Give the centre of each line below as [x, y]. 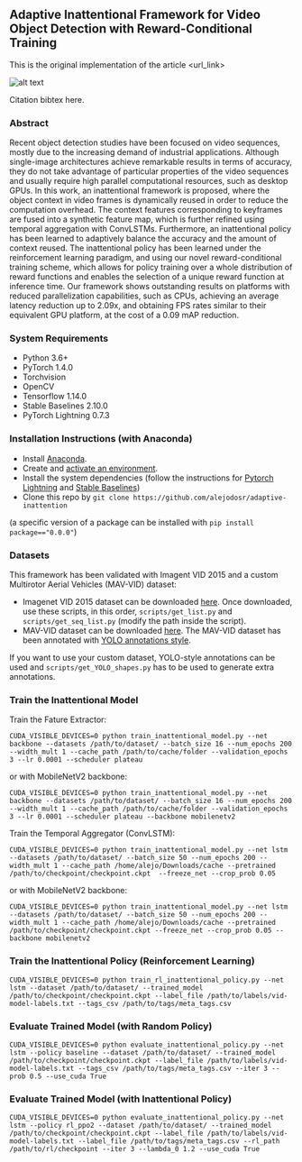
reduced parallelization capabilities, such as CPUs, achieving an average [144, 296]
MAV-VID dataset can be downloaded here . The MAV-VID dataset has [151, 631]
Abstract [29, 123]
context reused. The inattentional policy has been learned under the [135, 248]
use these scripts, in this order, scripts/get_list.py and [127, 611]
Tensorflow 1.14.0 [55, 397]
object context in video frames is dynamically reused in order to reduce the [149, 200]
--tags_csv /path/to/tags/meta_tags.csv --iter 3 [173, 1068]
